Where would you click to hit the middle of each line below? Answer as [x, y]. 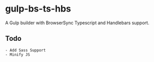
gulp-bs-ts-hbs [38, 9]
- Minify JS [18, 54]
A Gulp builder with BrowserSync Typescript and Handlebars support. [77, 23]
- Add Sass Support [26, 50]
